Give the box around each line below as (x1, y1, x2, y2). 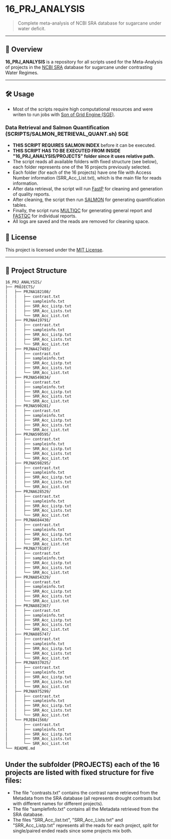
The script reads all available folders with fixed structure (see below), (12, 158, 158, 164)
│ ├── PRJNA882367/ (5, 603, 51, 608)
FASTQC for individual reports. (12, 213, 77, 219)
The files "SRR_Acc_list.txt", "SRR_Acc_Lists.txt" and (12, 816, 123, 823)
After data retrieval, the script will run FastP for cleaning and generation (12, 185, 163, 192)
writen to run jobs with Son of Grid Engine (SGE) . (12, 111, 116, 118)
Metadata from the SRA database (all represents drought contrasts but (12, 795, 161, 801)
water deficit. (17, 25, 46, 31)
